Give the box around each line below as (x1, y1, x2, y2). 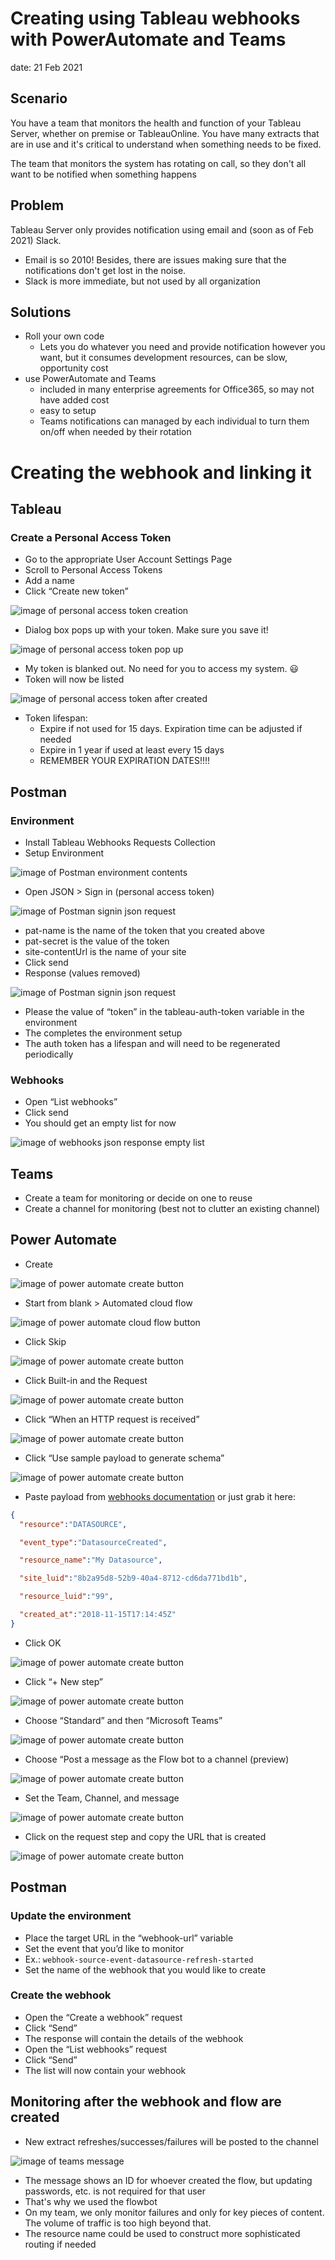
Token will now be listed (24, 673, 125, 686)
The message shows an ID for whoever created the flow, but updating (24, 2174, 313, 2186)
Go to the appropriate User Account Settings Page (24, 553, 233, 566)
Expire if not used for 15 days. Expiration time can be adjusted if (39, 723, 303, 735)
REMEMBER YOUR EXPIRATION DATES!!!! (39, 755, 211, 767)
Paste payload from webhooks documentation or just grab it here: (24, 1490, 296, 1502)
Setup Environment (24, 847, 105, 859)
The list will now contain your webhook (24, 2064, 187, 2076)
